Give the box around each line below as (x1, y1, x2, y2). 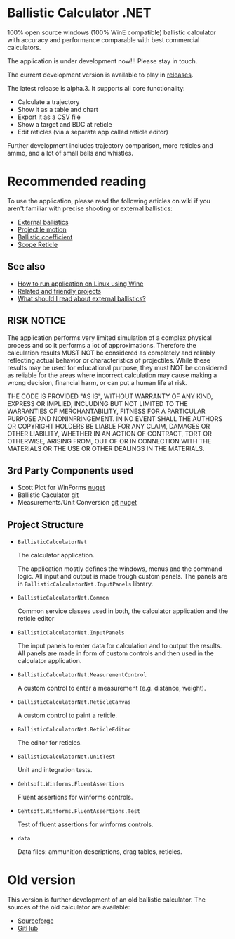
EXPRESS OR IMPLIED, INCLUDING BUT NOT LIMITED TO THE (7, 399, 188, 408)
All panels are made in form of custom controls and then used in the (17, 649, 214, 657)
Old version (7, 872, 76, 888)
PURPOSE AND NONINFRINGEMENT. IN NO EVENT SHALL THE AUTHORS (7, 414, 223, 423)
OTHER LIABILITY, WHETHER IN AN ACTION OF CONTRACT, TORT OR (7, 429, 212, 438)
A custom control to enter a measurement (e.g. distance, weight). (17, 684, 206, 693)
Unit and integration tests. (17, 766, 93, 774)
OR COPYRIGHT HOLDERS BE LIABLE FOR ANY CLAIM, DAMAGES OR (7, 422, 210, 430)
